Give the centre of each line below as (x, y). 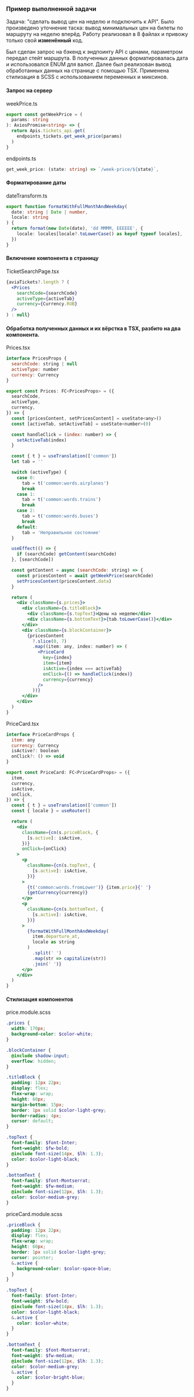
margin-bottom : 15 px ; (38, 1105)
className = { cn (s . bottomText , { (66, 910)
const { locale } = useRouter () (51, 811)
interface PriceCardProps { (41, 734)
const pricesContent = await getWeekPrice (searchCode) (85, 576)
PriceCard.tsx (23, 723)
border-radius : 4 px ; (36, 1116)
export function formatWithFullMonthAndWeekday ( (67, 206)
